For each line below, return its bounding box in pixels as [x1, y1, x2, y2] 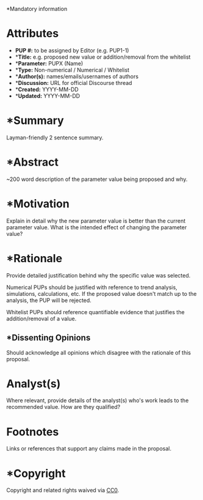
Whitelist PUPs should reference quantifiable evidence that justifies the [6, 308, 185, 315]
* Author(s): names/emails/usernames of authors [15, 73, 139, 80]
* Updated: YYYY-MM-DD [15, 92, 80, 100]
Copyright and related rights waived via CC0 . [6, 487, 119, 494]
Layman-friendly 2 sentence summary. [6, 134, 104, 141]
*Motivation [6, 197, 70, 210]
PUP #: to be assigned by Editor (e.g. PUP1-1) [15, 46, 129, 54]
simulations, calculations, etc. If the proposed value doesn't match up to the [6, 290, 197, 297]
